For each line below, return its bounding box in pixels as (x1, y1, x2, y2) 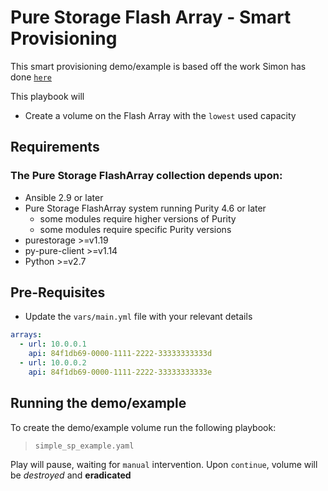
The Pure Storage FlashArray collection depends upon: (10, 169, 283, 183)
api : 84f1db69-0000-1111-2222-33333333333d (28, 349, 213, 359)
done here (10, 71, 52, 83)
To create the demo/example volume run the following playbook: (10, 421, 277, 433)
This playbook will (10, 90, 85, 102)
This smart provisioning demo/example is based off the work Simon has (10, 60, 307, 72)
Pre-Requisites (10, 284, 106, 301)
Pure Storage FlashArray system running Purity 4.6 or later (24, 202, 267, 214)
